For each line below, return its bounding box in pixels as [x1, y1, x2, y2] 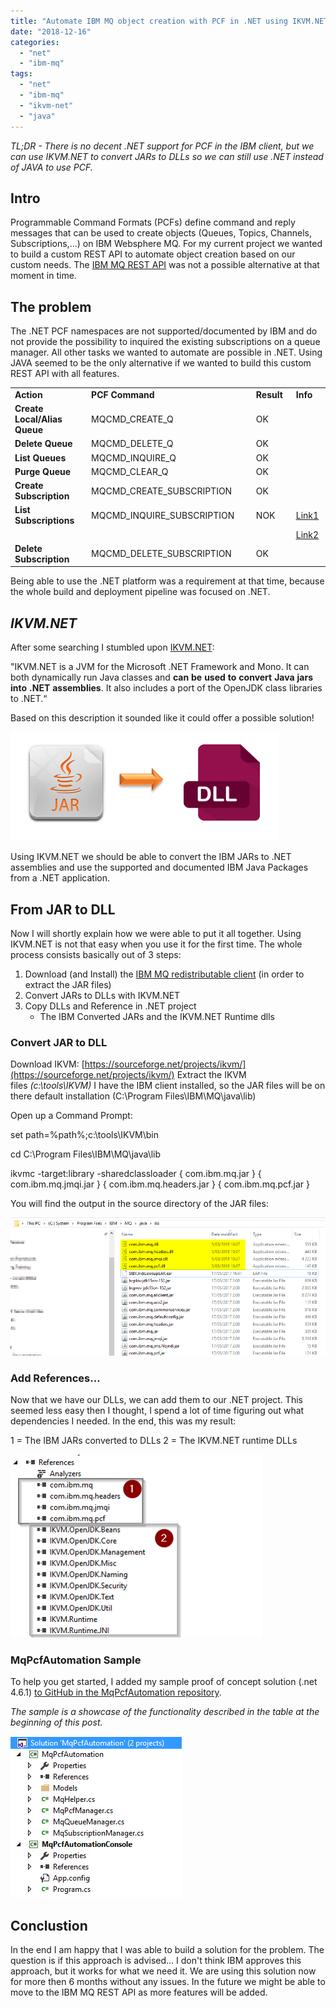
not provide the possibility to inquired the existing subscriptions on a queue [10, 336, 321, 348]
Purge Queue [14, 465, 72, 477]
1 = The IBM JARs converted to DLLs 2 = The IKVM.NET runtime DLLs [10, 1434, 298, 1446]
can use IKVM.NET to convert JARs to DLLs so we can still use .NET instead [10, 150, 324, 162]
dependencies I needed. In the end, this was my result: [10, 1415, 237, 1427]
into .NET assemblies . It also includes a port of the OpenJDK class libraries [10, 682, 323, 694]
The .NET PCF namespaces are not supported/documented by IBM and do [10, 325, 318, 337]
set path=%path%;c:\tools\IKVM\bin [10, 1129, 160, 1141]
